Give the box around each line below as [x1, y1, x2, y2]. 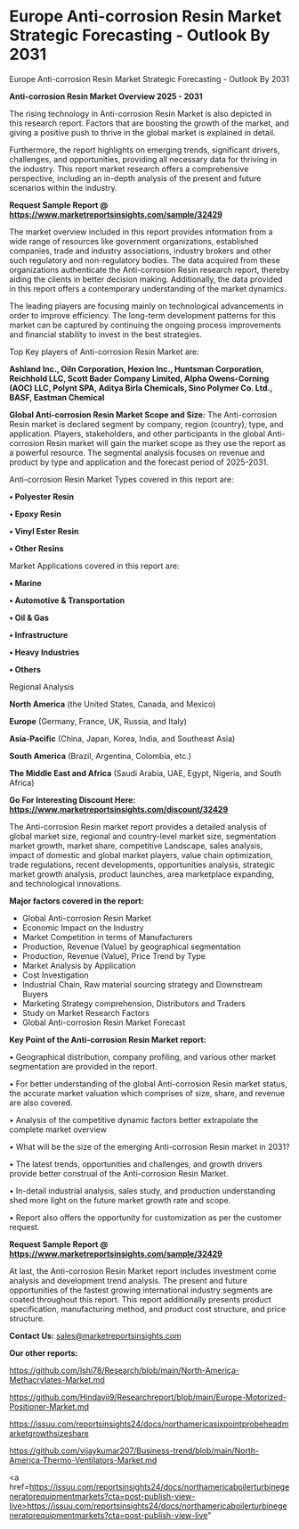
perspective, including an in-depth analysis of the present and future [9, 172, 262, 184]
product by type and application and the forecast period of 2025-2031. [9, 457, 269, 467]
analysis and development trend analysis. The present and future [9, 1275, 247, 1285]
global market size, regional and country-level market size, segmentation [9, 831, 277, 841]
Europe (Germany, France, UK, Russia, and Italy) [9, 715, 187, 726]
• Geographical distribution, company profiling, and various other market [9, 1051, 277, 1062]
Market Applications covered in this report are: [9, 560, 180, 571]
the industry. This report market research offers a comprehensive [9, 163, 249, 174]
